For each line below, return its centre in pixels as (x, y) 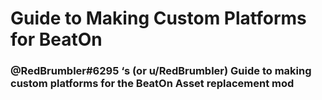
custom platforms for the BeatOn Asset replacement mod (152, 84)
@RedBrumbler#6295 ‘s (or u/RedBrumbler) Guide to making (161, 71)
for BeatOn (56, 39)
